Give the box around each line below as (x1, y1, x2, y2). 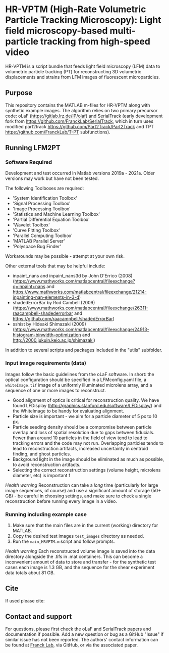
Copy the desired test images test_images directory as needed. (12, 533, 144, 539)
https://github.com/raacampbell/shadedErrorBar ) (12, 316, 115, 322)
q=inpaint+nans (12, 284, 45, 290)
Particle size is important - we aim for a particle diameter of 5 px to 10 (12, 413, 157, 419)
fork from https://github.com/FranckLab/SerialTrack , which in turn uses (5, 118, 154, 124)
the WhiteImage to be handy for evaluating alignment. (12, 408, 125, 414)
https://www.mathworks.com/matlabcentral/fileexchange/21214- (12, 289, 147, 295)
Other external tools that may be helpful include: (5, 263, 106, 269)
